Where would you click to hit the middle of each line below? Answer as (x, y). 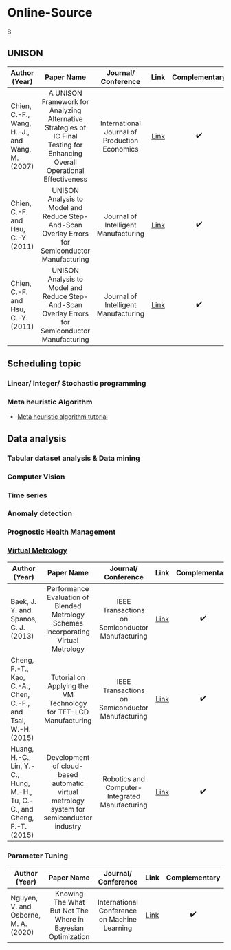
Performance (68, 588)
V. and (21, 906)
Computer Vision (36, 477)
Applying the (68, 685)
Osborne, (26, 915)
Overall (65, 162)
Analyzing (65, 110)
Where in (69, 919)
